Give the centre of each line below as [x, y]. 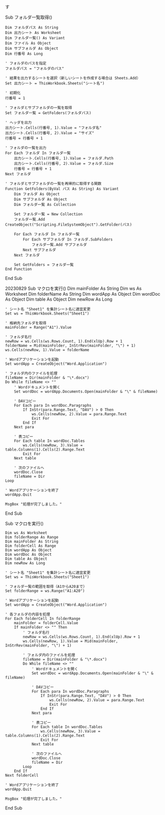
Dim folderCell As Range [31, 546]
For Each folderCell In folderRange [43, 619]
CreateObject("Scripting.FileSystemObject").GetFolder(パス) [69, 225]
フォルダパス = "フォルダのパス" [35, 69]
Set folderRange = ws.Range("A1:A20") [45, 591]
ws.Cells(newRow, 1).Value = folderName [47, 350]
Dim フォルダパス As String [32, 28]
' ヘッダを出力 [19, 122]
